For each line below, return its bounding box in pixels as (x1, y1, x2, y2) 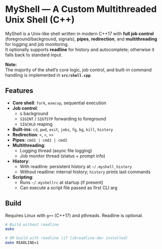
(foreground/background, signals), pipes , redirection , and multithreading (5, 36, 158, 42)
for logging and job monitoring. (5, 41, 69, 47)
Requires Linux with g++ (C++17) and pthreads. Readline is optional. (5, 212, 144, 218)
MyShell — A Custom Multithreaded (5, 3, 157, 15)
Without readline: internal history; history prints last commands (19, 169, 151, 175)
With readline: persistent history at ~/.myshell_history (19, 163, 132, 169)
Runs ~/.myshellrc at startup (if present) (19, 179, 104, 185)
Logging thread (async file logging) (19, 147, 92, 153)
